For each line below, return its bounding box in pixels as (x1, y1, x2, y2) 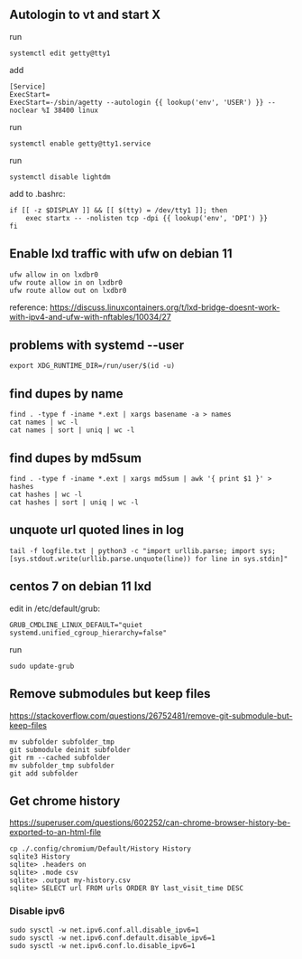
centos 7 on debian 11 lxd (9, 578, 151, 595)
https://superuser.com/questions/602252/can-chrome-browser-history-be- (9, 817, 291, 828)
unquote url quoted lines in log (9, 522, 185, 538)
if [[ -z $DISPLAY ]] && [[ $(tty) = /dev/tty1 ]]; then (9, 205, 228, 215)
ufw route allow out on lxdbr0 (9, 286, 127, 295)
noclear (9, 106, 39, 115)
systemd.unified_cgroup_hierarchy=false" (9, 628, 168, 637)
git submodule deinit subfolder (9, 745, 131, 754)
